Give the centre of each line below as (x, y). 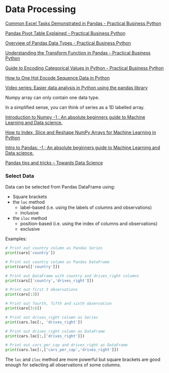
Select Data (20, 176)
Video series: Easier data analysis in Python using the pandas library (77, 88)
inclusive (29, 213)
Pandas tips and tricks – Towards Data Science (54, 163)
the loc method (29, 202)
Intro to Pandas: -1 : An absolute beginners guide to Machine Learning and (83, 147)
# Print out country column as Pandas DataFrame (57, 262)
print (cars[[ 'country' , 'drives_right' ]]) (50, 281)
